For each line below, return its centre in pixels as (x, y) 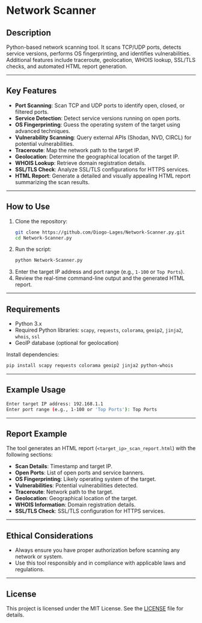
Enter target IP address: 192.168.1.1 (55, 404)
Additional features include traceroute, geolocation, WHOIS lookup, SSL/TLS (101, 60)
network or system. (39, 557)
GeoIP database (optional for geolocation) (67, 343)
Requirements (33, 309)
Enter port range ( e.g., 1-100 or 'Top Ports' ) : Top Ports (82, 409)
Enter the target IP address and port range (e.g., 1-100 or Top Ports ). (99, 272)
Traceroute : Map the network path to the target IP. (78, 150)
